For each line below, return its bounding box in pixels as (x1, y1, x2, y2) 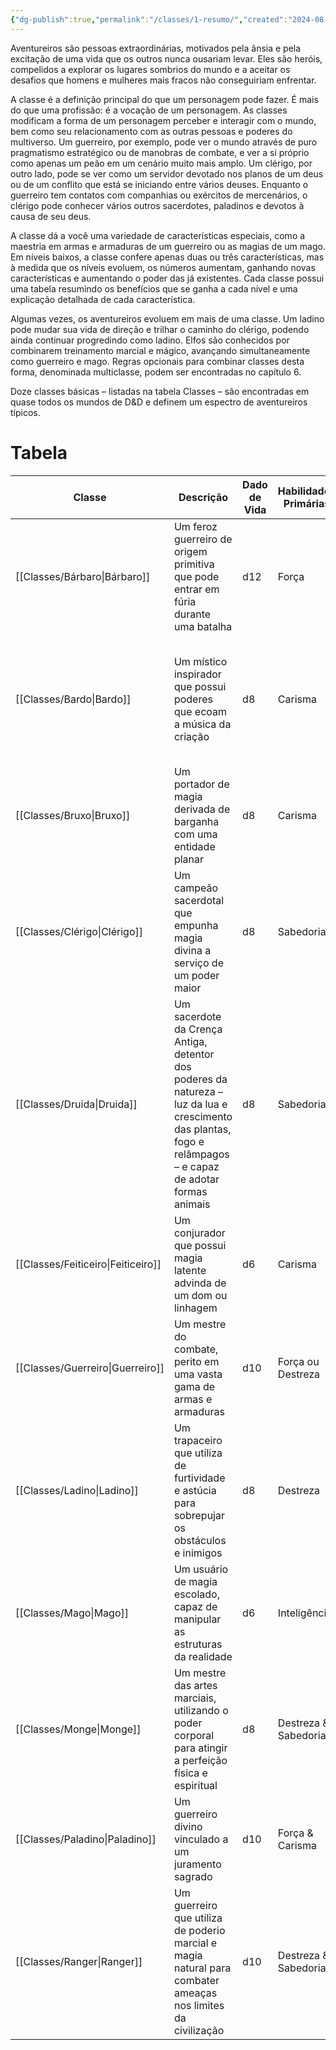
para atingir (173, 1741, 228, 1755)
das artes (173, 1678, 218, 1692)
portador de (173, 777, 230, 791)
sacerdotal (173, 893, 225, 907)
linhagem (173, 1301, 218, 1315)
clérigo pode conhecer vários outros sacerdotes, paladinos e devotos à (10, 199, 305, 211)
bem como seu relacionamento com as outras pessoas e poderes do (10, 125, 293, 137)
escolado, (173, 1587, 220, 1601)
